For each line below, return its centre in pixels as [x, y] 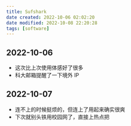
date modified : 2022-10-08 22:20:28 [52, 23]
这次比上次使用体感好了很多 [49, 68]
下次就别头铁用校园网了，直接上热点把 [62, 116]
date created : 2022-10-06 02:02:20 [51, 17]
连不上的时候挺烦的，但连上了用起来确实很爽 [70, 109]
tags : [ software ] [28, 28]
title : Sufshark [26, 12]
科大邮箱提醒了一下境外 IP [47, 75]
